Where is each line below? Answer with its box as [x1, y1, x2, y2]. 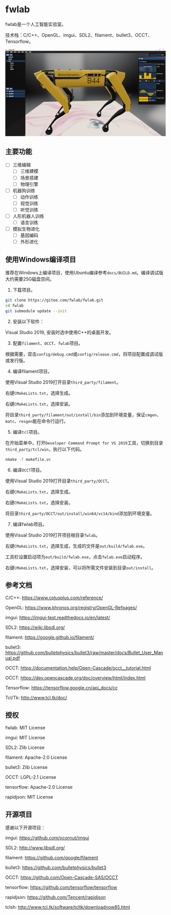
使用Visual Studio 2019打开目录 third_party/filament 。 [5, 379, 121, 385]
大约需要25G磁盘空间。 [5, 276, 54, 282]
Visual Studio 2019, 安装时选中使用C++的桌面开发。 [5, 329, 114, 335]
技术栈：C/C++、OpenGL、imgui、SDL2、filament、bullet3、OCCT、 [5, 32, 153, 38]
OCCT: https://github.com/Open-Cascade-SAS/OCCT [5, 874, 119, 880]
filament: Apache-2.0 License [5, 755, 67, 761]
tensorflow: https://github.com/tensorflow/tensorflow [5, 884, 117, 890]
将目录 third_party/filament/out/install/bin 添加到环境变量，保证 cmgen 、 [5, 411, 161, 417]
